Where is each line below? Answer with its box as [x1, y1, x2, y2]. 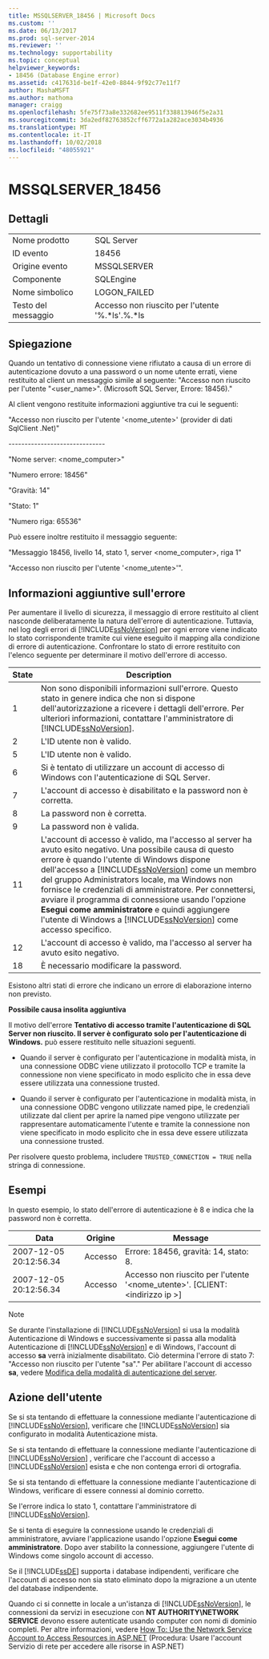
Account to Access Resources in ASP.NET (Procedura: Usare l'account [8, 1633, 243, 1642]
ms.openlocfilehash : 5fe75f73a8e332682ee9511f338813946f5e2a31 [8, 109, 224, 117]
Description [126, 670, 172, 680]
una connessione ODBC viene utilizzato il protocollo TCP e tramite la [19, 1061, 246, 1070]
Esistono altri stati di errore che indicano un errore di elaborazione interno [8, 981, 252, 990]
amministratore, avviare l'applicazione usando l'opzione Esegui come [8, 1533, 238, 1543]
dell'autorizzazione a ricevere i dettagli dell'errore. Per [40, 703, 244, 714]
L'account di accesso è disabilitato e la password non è [40, 785, 248, 795]
